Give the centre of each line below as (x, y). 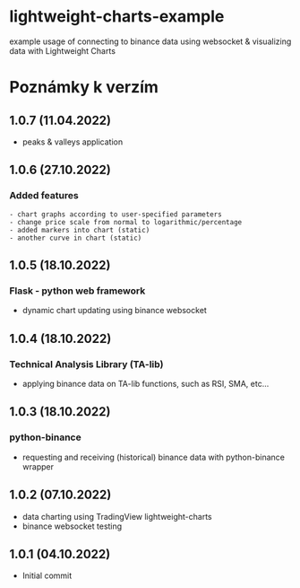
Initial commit (47, 575)
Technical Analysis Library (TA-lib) (86, 364)
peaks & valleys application (73, 142)
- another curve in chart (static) (76, 238)
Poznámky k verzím (84, 88)
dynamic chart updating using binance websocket (115, 311)
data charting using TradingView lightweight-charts (117, 516)
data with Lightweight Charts (63, 50)
